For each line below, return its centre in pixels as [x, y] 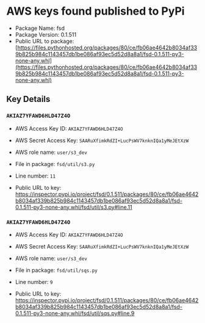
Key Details [28, 99]
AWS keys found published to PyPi [95, 11]
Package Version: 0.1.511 [46, 34]
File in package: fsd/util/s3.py [55, 164]
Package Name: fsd [40, 28]
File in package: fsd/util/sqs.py [56, 270]
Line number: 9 [34, 281]
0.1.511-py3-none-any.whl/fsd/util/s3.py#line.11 [74, 207]
